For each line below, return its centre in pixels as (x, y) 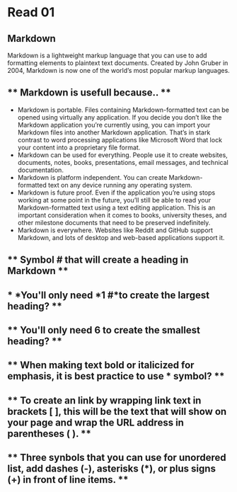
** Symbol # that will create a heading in (98, 260)
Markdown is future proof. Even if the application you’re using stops (116, 193)
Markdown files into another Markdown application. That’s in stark (114, 132)
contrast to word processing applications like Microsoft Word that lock (120, 139)
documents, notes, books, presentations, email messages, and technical (123, 162)
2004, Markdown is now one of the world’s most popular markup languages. (118, 70)
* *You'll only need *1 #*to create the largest (109, 295)
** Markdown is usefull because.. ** (89, 93)
